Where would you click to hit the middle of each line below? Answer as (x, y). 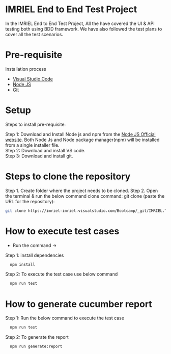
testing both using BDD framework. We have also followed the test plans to (84, 29)
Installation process (26, 69)
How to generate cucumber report (79, 304)
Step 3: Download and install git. (39, 156)
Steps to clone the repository (68, 176)
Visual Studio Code (33, 79)
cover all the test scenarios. (34, 34)
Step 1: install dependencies (35, 255)
